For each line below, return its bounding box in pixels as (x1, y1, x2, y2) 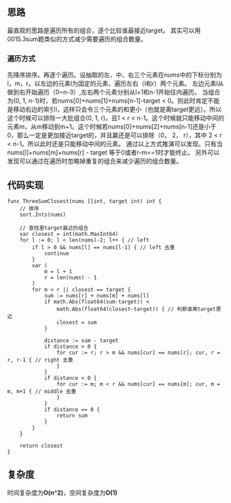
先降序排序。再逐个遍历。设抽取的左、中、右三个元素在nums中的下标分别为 (7, 71, 223, 79)
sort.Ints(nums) (19, 211, 67, 218)
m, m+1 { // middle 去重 (7, 388, 77, 395)
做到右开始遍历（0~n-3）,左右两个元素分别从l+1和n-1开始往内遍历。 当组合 (7, 88, 221, 97)
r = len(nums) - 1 (43, 274, 97, 281)
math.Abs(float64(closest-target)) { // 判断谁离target (56, 306, 217, 313)
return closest (19, 442, 63, 449)
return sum (56, 412, 88, 419)
